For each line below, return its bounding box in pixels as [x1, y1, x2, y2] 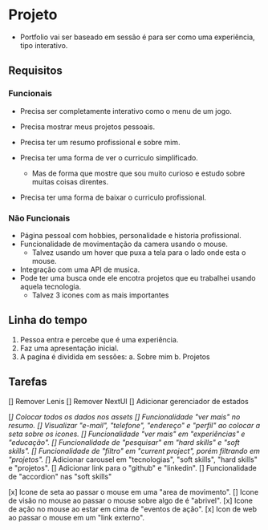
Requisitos [8, 64, 63, 78]
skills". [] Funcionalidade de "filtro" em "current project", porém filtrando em [8, 446, 261, 455]
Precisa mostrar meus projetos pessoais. [19, 122, 155, 131]
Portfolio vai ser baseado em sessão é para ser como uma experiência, [19, 32, 255, 42]
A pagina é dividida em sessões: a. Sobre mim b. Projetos [19, 351, 210, 362]
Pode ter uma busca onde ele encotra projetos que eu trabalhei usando [19, 273, 256, 282]
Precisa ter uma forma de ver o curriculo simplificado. [19, 152, 198, 162]
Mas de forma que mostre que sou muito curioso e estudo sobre [31, 168, 246, 178]
